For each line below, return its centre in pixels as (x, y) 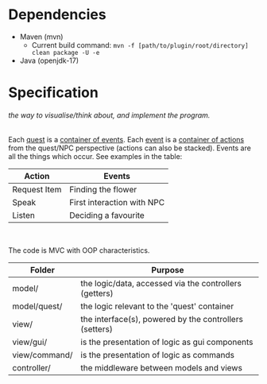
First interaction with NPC (117, 203)
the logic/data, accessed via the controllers (161, 284)
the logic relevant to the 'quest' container (157, 306)
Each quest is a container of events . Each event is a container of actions (126, 140)
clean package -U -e (66, 52)
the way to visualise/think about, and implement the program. (109, 115)
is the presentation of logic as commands (157, 355)
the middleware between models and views (161, 368)
